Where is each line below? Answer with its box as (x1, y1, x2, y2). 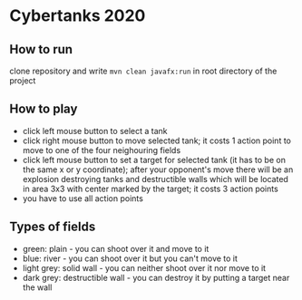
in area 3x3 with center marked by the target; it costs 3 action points (22, 183, 278, 194)
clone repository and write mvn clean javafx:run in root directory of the (9, 65, 278, 76)
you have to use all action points (22, 192, 143, 204)
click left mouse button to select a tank (22, 125, 168, 136)
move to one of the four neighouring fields (22, 144, 181, 155)
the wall (22, 282, 53, 293)
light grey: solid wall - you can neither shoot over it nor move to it (22, 262, 266, 273)
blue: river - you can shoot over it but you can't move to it (22, 253, 239, 264)
